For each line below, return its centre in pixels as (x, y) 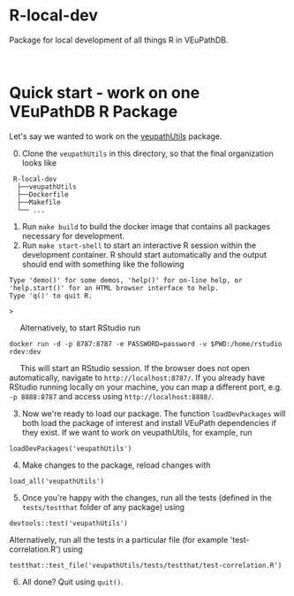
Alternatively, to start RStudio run (80, 328)
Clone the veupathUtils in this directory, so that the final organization (147, 153)
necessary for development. (73, 236)
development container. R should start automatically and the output (144, 254)
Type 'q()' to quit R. (51, 296)
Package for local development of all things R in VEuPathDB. (119, 40)
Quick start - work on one (105, 93)
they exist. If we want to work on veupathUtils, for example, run (137, 432)
